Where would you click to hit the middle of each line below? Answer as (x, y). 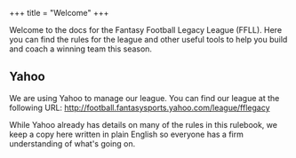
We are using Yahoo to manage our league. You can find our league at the (144, 98)
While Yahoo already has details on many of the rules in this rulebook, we (144, 124)
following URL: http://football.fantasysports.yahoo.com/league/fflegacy (140, 107)
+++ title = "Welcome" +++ (59, 13)
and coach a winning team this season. (81, 49)
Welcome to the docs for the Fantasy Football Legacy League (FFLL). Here (146, 30)
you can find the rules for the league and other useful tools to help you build (148, 39)
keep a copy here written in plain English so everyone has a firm (127, 134)
